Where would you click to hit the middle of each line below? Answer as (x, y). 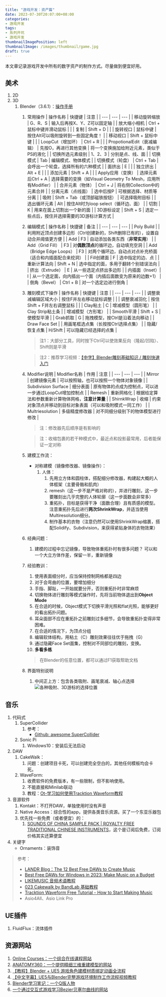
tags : (11, 28)
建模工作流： (40, 455)
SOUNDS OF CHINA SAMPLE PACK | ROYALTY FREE (81, 824)
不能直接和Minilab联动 (50, 787)
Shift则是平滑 (53, 347)
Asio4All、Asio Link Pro (49, 898)
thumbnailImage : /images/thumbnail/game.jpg (52, 47)
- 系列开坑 (15, 33)
